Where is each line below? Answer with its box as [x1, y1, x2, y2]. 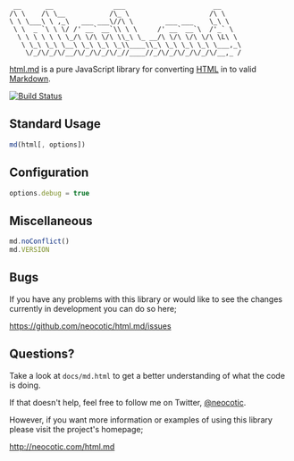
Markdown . [9, 73, 51, 84]
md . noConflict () [9, 237, 70, 247]
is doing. [9, 380, 41, 390]
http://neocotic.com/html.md [9, 440, 115, 452]
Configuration [9, 165, 89, 180]
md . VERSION [9, 246, 50, 255]
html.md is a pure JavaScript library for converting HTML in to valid [9, 64, 256, 74]
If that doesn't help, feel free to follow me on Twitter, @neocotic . [9, 397, 247, 407]
